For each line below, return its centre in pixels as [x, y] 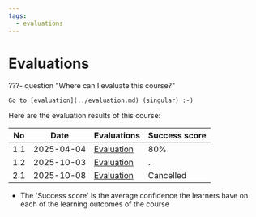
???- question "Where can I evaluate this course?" [92, 86]
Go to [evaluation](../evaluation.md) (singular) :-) [101, 101]
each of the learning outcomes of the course [95, 204]
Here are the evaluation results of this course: [85, 116]
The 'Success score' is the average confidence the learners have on [134, 196]
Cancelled [167, 176]
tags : [17, 16]
